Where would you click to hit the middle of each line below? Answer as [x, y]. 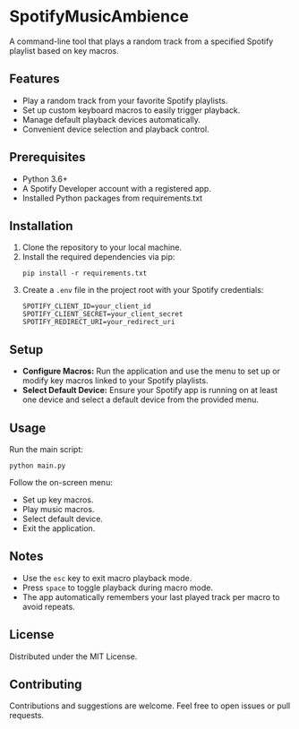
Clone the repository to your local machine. [102, 247]
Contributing [46, 685]
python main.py [38, 466]
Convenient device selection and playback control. [115, 129]
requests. [27, 716]
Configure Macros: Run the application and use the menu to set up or [151, 371]
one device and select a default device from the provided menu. [141, 399]
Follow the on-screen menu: [61, 482]
